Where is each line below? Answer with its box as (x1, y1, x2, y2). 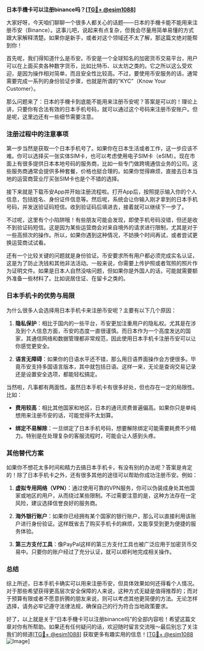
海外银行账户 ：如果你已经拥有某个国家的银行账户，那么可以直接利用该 (15, 512, 191, 520)
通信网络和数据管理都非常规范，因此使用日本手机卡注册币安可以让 (31, 335, 196, 342)
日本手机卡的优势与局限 (6, 291, 75, 300)
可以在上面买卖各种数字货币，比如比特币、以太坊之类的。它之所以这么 (6, 62, 182, 69)
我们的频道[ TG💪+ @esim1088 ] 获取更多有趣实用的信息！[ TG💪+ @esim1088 (6, 631, 194, 638)
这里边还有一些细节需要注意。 (22, 113, 97, 120)
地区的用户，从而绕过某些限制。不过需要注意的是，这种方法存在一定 (25, 492, 196, 499)
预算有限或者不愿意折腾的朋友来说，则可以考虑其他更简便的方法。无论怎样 (11, 595, 198, 602)
